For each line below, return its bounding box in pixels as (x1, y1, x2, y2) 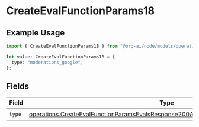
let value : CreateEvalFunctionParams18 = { (6, 54, 115, 60)
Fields (6, 81, 30, 91)
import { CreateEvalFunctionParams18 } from (6, 43, 118, 49)
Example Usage (6, 28, 65, 38)
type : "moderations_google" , (11, 59, 84, 66)
